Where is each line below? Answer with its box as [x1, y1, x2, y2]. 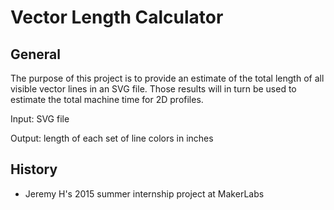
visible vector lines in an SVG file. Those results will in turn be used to [10, 83, 297, 95]
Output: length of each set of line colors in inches [10, 132, 214, 144]
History [10, 161, 58, 178]
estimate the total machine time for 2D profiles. [10, 94, 204, 105]
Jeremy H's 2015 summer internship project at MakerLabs [24, 187, 265, 200]
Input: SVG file [10, 113, 70, 125]
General [10, 46, 62, 63]
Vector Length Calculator [10, 6, 224, 29]
